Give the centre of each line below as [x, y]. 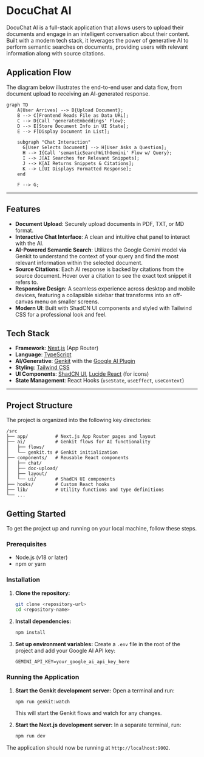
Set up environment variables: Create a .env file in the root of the [97, 644]
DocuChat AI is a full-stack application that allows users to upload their [95, 27]
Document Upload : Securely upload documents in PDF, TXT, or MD [100, 224]
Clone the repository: [42, 593]
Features [23, 209]
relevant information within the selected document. [79, 262]
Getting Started [36, 514]
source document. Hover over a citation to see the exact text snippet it [103, 275]
